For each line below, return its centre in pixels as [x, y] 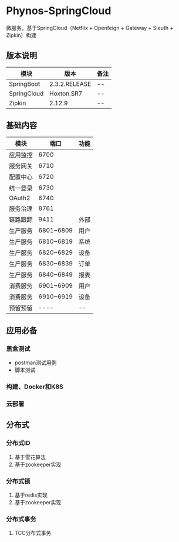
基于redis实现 [31, 495]
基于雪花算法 [30, 457]
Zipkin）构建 [21, 35]
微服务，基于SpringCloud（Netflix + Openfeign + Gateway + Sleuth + [90, 28]
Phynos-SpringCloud [59, 11]
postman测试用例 [36, 363]
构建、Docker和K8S [35, 387]
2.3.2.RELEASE [70, 84]
